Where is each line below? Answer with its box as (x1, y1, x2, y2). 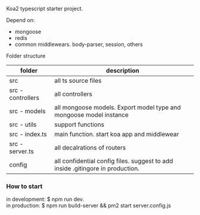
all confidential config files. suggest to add (54, 157, 173, 165)
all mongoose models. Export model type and (54, 104, 182, 111)
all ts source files (54, 77, 102, 85)
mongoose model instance (54, 111, 129, 119)
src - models (9, 107, 46, 115)
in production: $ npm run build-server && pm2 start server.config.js (6, 202, 171, 209)
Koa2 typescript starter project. (6, 5, 83, 12)
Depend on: (6, 17, 35, 23)
